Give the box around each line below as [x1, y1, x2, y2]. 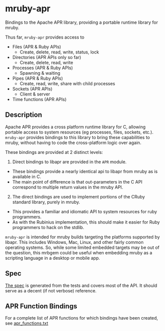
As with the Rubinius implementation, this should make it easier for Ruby [12, 219, 160, 225]
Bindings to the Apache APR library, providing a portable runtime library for [5, 19, 159, 25]
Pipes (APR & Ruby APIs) [12, 75, 63, 81]
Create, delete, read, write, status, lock [19, 49, 99, 55]
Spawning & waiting [19, 70, 60, 76]
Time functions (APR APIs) [12, 96, 67, 102]
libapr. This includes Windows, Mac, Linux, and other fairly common [5, 239, 144, 245]
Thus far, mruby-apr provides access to [5, 34, 85, 40]
